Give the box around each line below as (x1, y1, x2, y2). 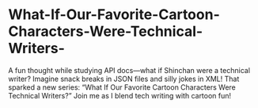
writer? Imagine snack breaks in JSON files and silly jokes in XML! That (8, 74, 240, 83)
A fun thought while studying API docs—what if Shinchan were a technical (8, 65, 251, 75)
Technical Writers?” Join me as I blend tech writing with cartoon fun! (8, 91, 232, 100)
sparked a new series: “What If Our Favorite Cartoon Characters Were (8, 82, 236, 92)
